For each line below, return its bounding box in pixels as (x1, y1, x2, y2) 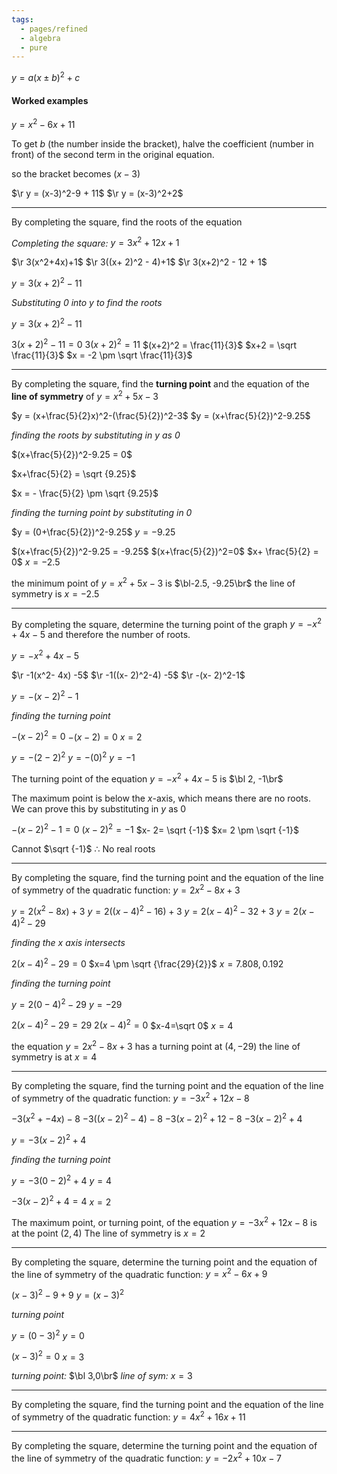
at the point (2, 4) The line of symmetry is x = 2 (11, 1227, 206, 1239)
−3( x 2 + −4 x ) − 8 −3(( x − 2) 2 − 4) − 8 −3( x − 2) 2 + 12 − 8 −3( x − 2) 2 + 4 (11, 1111, 303, 1125)
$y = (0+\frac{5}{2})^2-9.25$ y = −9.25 (11, 526, 176, 538)
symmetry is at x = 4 (11, 1051, 98, 1063)
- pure (20, 42, 48, 53)
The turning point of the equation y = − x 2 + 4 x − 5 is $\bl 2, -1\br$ (11, 771, 284, 785)
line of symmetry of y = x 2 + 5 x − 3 (11, 389, 159, 403)
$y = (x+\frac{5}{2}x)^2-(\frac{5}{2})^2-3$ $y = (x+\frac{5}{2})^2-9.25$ (11, 410, 311, 422)
